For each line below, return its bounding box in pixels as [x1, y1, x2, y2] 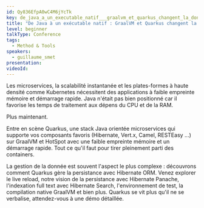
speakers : [6, 49, 32, 55]
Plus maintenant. [6, 113, 49, 120]
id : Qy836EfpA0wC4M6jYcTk [6, 9, 72, 15]
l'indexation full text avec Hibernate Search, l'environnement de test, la [6, 182, 183, 189]
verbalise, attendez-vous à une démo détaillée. [6, 195, 124, 203]
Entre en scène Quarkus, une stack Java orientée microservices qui [6, 125, 176, 133]
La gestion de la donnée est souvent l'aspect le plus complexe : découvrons [6, 162, 197, 170]
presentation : [6, 60, 42, 66]
